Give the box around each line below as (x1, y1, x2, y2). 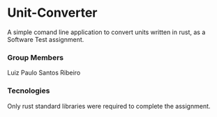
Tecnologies (7, 86, 50, 95)
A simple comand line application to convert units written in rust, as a (7, 28, 206, 36)
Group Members (7, 52, 64, 62)
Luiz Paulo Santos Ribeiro (7, 68, 81, 77)
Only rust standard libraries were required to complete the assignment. (7, 102, 211, 110)
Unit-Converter (7, 5, 98, 21)
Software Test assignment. (7, 35, 84, 43)
